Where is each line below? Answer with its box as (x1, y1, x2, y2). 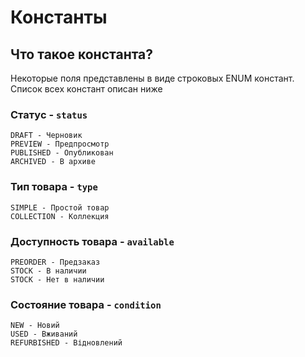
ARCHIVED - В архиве (10, 157, 97, 167)
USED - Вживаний (10, 329, 78, 340)
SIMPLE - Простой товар (10, 202, 110, 213)
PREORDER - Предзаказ (10, 257, 101, 267)
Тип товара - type (10, 180, 98, 194)
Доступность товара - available (10, 234, 175, 248)
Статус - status (10, 107, 88, 121)
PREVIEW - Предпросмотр (10, 139, 110, 150)
